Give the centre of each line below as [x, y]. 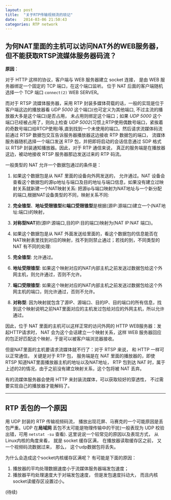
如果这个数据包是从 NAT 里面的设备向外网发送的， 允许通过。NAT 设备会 [89, 176]
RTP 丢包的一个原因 [36, 408]
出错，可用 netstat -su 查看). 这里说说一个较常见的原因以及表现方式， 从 [82, 434]
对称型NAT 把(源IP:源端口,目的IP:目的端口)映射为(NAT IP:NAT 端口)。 [84, 223]
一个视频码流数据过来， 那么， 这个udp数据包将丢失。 [62, 447]
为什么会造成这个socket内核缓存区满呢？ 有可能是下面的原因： [71, 457]
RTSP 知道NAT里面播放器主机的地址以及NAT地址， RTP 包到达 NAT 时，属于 [85, 363]
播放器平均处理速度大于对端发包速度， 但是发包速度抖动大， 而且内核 [85, 475]
